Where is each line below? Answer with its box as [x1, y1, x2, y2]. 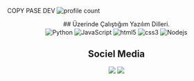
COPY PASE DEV [7, 7, 55, 15]
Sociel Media [87, 48, 145, 60]
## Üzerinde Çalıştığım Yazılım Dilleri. [63, 20, 170, 28]
